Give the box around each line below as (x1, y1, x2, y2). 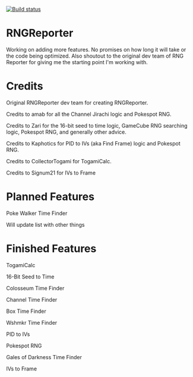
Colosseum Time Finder (6, 284, 65, 292)
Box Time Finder (6, 308, 46, 315)
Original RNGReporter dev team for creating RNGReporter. (6, 99, 148, 106)
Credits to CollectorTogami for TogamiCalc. (6, 157, 112, 164)
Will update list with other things (6, 221, 85, 228)
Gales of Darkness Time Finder (6, 353, 82, 360)
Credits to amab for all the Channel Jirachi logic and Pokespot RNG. (6, 110, 172, 118)
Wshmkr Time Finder (6, 319, 58, 326)
